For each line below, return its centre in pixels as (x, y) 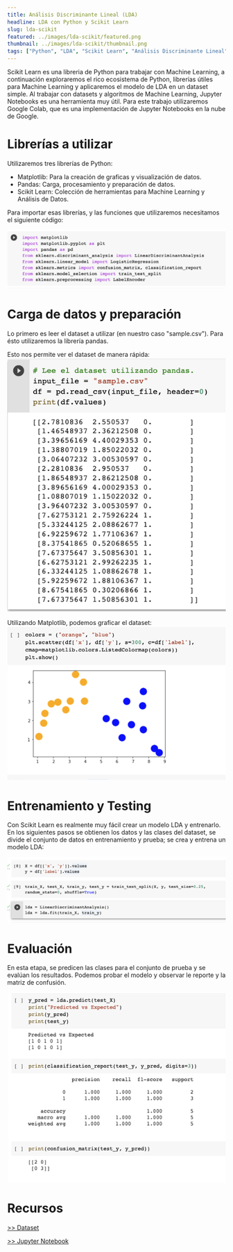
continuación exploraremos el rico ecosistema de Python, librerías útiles (110, 79)
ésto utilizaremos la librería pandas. (58, 341)
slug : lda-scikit (32, 29)
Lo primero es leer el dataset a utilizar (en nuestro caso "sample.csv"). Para (115, 334)
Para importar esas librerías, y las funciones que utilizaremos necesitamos (113, 212)
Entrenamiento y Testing (79, 806)
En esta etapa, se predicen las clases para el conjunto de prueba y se (106, 968)
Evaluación (40, 949)
